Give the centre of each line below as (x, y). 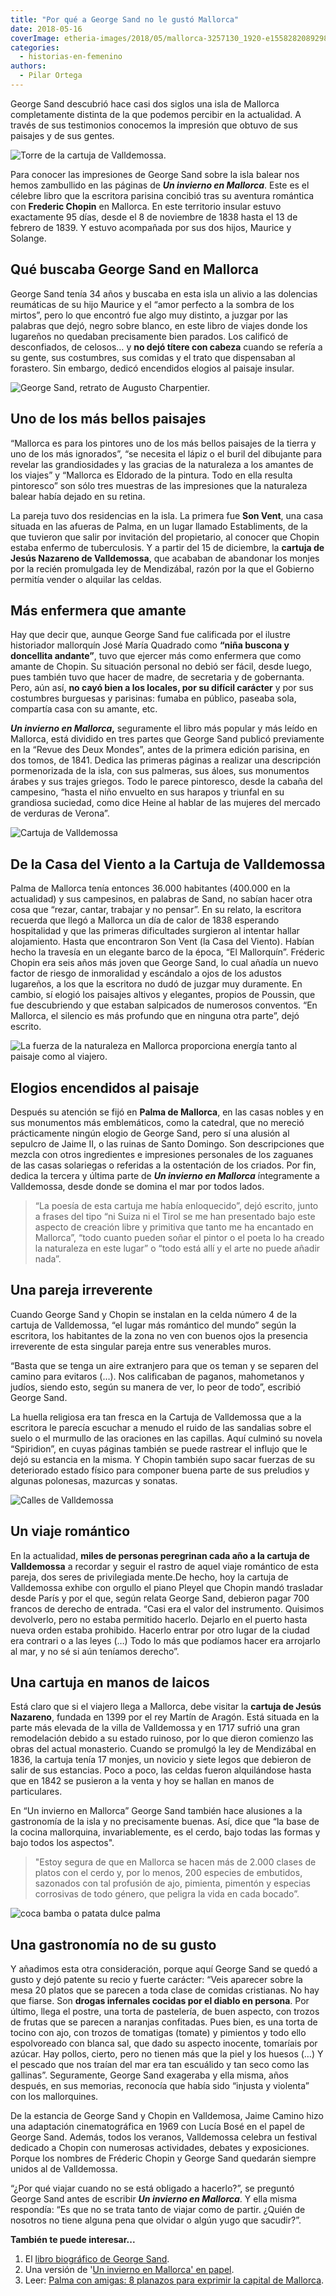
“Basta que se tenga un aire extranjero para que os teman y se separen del (164, 1365)
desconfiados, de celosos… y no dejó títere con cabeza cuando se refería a (166, 347)
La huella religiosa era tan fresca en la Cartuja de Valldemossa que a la (156, 1417)
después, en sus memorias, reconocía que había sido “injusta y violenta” (160, 2086)
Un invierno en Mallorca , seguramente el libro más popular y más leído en (164, 728)
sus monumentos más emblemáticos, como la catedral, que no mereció (157, 1122)
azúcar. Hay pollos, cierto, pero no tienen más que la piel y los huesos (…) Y (167, 2054)
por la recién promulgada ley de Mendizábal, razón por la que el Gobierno (162, 568)
